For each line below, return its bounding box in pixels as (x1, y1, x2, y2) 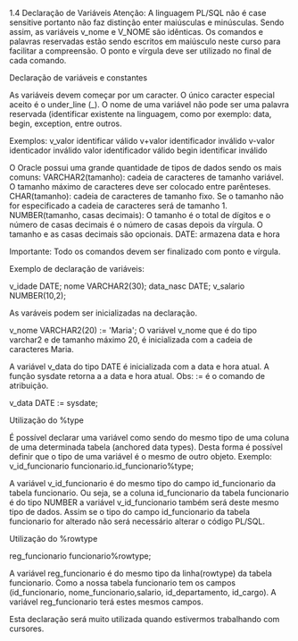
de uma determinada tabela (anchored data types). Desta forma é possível (9, 442, 284, 452)
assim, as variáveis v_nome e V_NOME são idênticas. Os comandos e (9, 27, 264, 37)
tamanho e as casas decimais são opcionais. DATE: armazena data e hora (9, 229, 281, 240)
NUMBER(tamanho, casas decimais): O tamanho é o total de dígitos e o (9, 210, 271, 220)
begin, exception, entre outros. (9, 118, 122, 129)
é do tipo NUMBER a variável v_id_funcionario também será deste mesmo (9, 497, 279, 508)
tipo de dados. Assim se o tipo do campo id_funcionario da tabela (9, 507, 251, 517)
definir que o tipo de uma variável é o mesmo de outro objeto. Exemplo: (9, 451, 272, 461)
